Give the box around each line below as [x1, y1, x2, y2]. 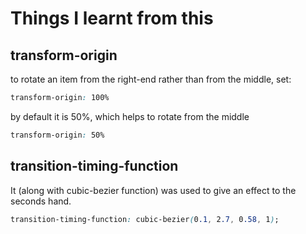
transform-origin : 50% [10, 130, 105, 140]
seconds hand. [10, 195, 72, 207]
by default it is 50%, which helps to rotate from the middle [10, 110, 250, 122]
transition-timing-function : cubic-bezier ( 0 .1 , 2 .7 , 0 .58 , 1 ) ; [10, 214, 280, 224]
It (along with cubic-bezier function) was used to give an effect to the [10, 184, 297, 196]
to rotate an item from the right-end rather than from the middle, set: [10, 73, 292, 85]
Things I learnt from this [10, 7, 214, 30]
